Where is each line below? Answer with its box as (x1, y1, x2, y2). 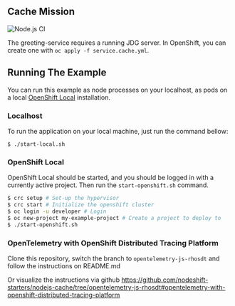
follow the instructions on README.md (7, 261, 121, 270)
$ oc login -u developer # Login (7, 208, 107, 215)
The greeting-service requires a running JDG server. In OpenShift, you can (7, 38, 226, 47)
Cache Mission (7, 6, 75, 18)
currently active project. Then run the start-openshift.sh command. (7, 181, 209, 189)
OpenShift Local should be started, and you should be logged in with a (7, 174, 214, 182)
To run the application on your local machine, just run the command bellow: (7, 127, 229, 135)
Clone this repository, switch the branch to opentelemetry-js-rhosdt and (7, 254, 220, 263)
